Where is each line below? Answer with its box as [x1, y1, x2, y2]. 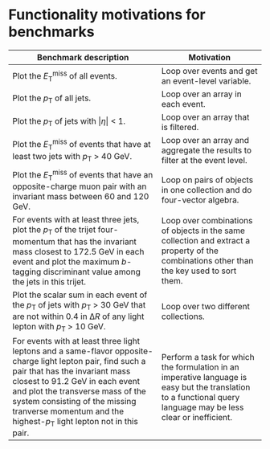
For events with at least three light [12, 336, 141, 347]
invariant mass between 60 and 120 [12, 191, 149, 202]
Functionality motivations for [8, 6, 207, 24]
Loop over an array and [161, 134, 249, 145]
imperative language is [161, 371, 247, 382]
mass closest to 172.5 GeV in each [12, 246, 145, 257]
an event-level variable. [161, 75, 252, 86]
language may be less [161, 402, 244, 413]
